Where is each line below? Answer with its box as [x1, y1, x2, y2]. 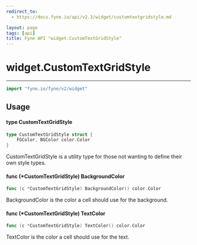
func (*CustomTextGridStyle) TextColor [6, 210, 106, 217]
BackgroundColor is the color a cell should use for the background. [6, 196, 168, 203]
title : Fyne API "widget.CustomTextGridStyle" [6, 36, 122, 42]
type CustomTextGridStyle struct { [6, 132, 93, 137]
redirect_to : [6, 8, 38, 15]
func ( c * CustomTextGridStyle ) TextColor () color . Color [6, 223, 145, 229]
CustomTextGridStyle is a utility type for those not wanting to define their [6, 153, 182, 160]
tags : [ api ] [6, 30, 35, 36]
